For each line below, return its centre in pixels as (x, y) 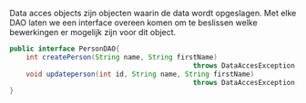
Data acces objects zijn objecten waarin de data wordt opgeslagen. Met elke (153, 13)
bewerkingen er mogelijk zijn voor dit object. (93, 32)
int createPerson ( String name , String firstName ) (122, 57)
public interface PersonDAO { (65, 49)
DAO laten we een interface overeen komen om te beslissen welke (133, 23)
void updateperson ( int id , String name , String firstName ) (140, 74)
